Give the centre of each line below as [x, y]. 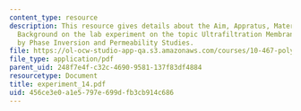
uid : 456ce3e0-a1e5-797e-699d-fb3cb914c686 [92, 92]
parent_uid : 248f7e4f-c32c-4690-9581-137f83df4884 [106, 68]
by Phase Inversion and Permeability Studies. [106, 43]
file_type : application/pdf [62, 59]
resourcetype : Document [54, 76]
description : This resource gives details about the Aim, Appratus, [140, 26]
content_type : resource [54, 17]
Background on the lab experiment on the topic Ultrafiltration [140, 34]
